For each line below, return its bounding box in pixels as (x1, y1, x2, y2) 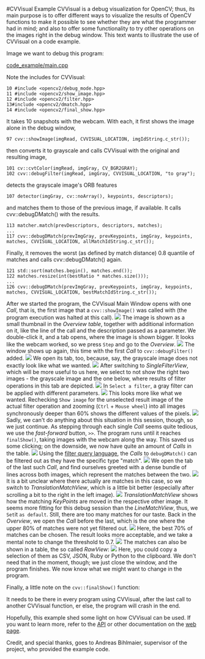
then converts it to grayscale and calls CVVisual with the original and (6, 147, 180, 154)
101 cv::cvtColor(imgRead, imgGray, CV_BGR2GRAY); (6, 165, 138, 171)
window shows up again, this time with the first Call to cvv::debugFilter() (6, 347, 193, 354)
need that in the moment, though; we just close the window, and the (6, 559, 177, 566)
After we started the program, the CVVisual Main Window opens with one (6, 300, 192, 307)
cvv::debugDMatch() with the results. (6, 211, 100, 217)
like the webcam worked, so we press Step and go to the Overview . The (6, 341, 195, 348)
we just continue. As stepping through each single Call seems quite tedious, (6, 423, 198, 430)
